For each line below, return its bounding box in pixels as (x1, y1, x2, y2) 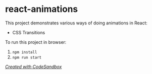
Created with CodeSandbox (5, 64, 62, 70)
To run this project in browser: (5, 39, 67, 45)
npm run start (12, 55, 42, 60)
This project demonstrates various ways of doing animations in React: (5, 20, 148, 26)
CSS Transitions (12, 29, 46, 35)
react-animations (5, 3, 78, 15)
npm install (12, 50, 37, 55)
